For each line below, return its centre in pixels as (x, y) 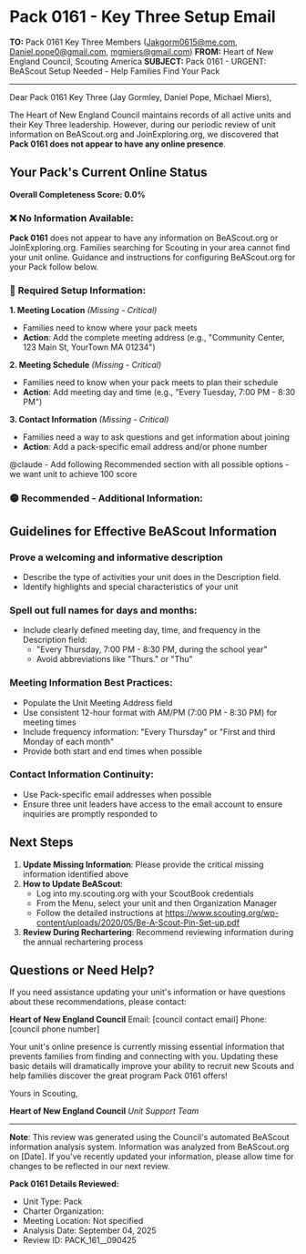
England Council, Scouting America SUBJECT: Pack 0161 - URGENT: (138, 61)
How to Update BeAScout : (72, 883)
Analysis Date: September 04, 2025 (89, 1230)
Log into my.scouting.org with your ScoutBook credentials (145, 893)
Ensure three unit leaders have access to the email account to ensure (153, 804)
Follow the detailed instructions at (100, 912)
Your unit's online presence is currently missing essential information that (147, 1047)
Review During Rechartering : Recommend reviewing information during (158, 932)
